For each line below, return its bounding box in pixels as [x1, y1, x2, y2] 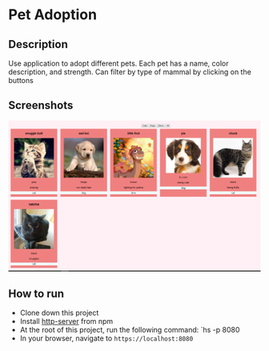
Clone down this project [19, 308, 99, 317]
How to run [8, 286, 65, 301]
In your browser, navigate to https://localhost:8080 [19, 333, 194, 343]
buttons [8, 76, 34, 85]
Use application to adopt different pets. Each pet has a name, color [8, 58, 230, 68]
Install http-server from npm [19, 317, 114, 326]
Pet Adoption [8, 6, 98, 24]
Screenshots [8, 98, 74, 113]
